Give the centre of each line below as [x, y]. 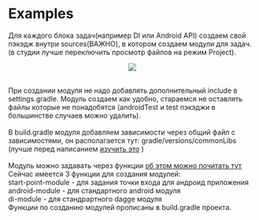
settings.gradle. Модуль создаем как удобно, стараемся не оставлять [126, 98]
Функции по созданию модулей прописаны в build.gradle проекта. [120, 207]
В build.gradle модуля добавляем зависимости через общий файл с [122, 132]
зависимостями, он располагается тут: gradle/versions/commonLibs [122, 140]
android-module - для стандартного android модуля [94, 190]
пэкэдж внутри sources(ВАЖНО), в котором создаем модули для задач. [130, 43]
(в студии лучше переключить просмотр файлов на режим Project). [122, 52]
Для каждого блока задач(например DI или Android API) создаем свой [127, 35]
